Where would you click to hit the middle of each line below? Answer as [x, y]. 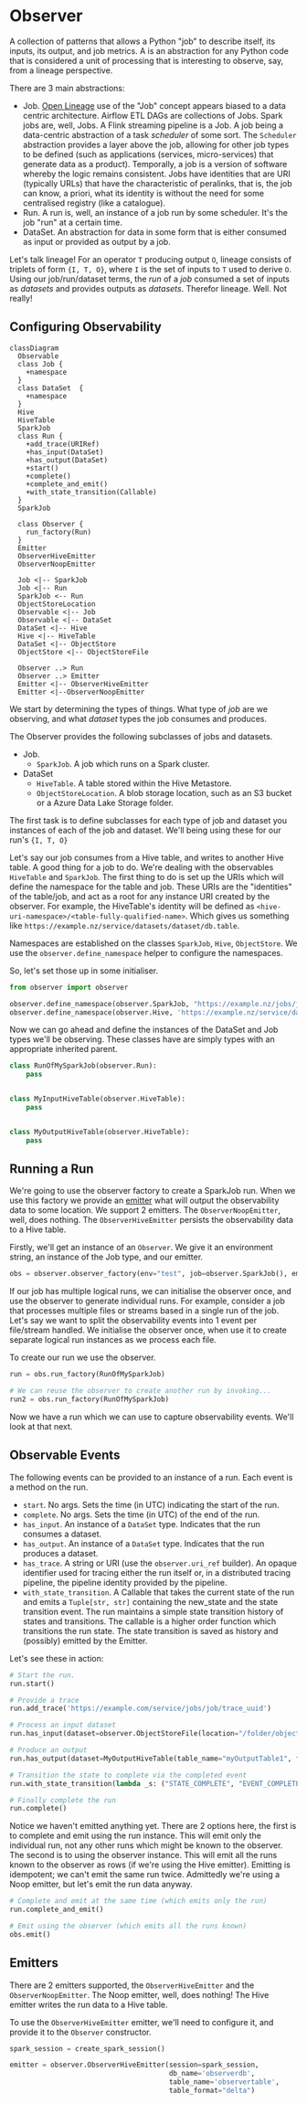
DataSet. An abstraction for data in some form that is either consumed [154, 232]
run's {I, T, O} [39, 839]
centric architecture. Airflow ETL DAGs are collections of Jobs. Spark [153, 115]
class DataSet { [51, 388]
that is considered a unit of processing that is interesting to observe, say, [147, 60]
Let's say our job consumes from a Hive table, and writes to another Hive [147, 857]
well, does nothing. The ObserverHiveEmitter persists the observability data [152, 1220]
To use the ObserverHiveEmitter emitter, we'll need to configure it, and [142, 2022]
